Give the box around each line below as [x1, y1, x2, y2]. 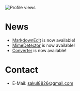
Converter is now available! [12, 47, 67, 53]
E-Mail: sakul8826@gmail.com [12, 80, 74, 86]
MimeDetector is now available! [12, 42, 75, 48]
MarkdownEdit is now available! [12, 37, 76, 43]
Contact [5, 65, 38, 76]
